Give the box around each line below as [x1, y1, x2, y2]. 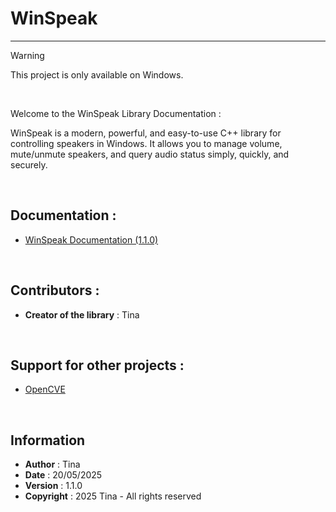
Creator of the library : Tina [24, 308, 140, 321]
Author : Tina [24, 458, 81, 471]
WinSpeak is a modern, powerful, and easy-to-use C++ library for [10, 127, 282, 139]
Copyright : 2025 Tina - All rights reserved [24, 490, 202, 502]
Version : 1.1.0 [24, 480, 83, 492]
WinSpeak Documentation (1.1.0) [24, 233, 159, 246]
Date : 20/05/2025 [24, 469, 103, 481]
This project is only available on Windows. [10, 68, 184, 81]
